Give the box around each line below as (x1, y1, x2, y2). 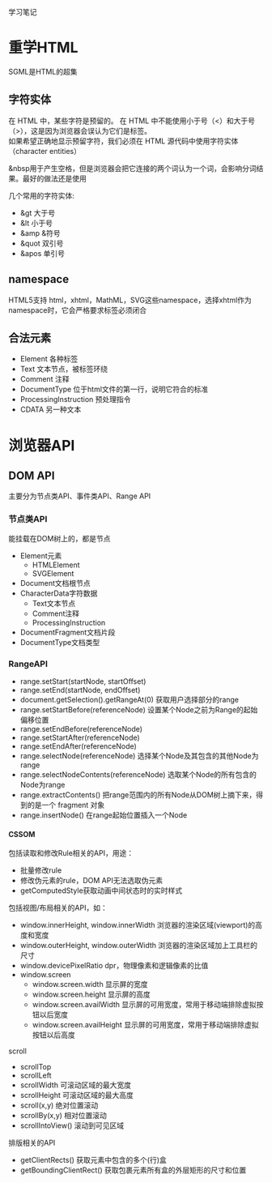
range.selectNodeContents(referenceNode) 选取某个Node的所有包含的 (19, 769, 257, 779)
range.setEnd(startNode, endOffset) (19, 685, 141, 694)
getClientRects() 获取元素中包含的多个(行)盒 (19, 1155, 168, 1165)
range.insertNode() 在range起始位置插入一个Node (19, 809, 188, 820)
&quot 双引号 (19, 238, 64, 248)
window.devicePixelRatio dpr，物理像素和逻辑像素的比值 (19, 961, 209, 971)
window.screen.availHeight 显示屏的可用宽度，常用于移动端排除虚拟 (32, 1020, 259, 1030)
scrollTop (19, 1062, 52, 1072)
